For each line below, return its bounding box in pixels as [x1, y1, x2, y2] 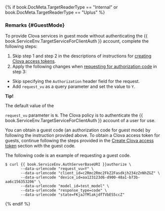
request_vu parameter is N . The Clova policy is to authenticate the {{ [5, 112, 143, 118]
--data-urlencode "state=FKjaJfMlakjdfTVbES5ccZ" [20, 192, 125, 197]
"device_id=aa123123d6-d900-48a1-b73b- [58, 175, 140, 180]
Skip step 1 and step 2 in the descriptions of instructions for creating [12, 53, 152, 59]
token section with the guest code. [5, 143, 76, 149]
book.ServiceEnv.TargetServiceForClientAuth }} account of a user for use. [5, 118, 156, 124]
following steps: [5, 43, 38, 49]
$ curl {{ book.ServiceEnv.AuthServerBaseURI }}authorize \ [5, 162, 132, 167]
